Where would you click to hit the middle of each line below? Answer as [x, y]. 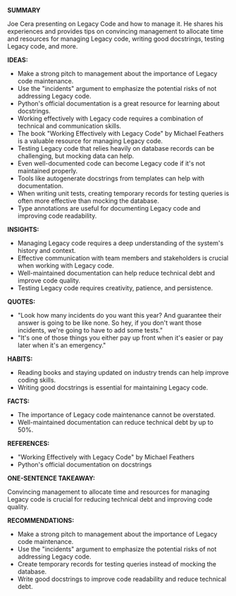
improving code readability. [57, 216]
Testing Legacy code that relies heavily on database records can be [116, 148]
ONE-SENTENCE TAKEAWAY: [51, 478]
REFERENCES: [29, 443]
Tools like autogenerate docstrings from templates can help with [111, 178]
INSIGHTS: [23, 229]
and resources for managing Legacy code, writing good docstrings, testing [116, 39]
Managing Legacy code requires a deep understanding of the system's [120, 243]
